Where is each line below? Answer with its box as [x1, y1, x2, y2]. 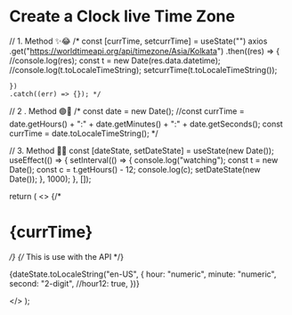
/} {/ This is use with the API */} [9, 251, 125, 262]
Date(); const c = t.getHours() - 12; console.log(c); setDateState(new [9, 164, 261, 174]
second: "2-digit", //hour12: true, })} [9, 278, 140, 288]
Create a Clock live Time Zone [9, 6, 236, 27]
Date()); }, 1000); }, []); [9, 174, 92, 184]
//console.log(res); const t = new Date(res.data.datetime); [9, 55, 221, 66]
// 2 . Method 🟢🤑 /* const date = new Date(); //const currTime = [9, 105, 245, 117]
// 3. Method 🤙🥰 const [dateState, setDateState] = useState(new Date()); [9, 145, 274, 156]
